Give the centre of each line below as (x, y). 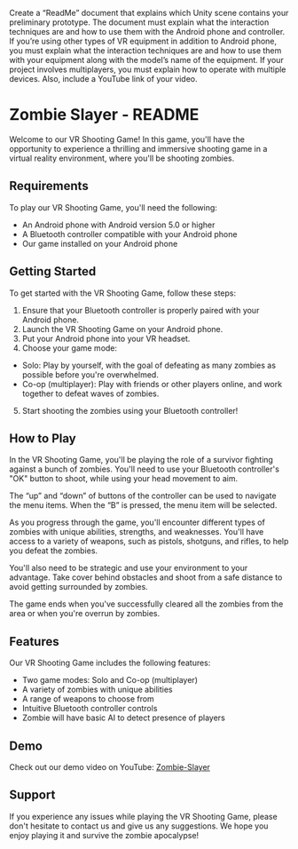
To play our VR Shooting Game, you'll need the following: (113, 207)
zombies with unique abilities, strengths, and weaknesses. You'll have (137, 532)
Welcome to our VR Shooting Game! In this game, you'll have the (127, 139)
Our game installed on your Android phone (100, 243)
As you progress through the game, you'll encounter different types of (137, 522)
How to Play (43, 438)
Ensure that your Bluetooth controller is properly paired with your (141, 310)
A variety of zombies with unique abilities (97, 690)
